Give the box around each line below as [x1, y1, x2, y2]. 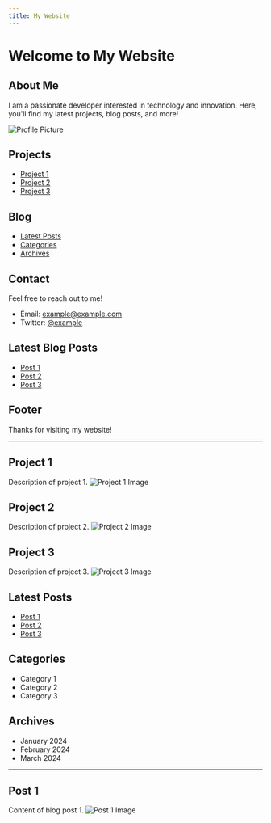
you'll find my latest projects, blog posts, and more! [8, 108, 179, 118]
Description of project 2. [8, 522, 90, 532]
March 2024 [19, 753, 62, 762]
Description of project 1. [8, 477, 88, 487]
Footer [8, 403, 43, 417]
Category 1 [19, 673, 56, 683]
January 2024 [19, 736, 68, 745]
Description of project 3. [8, 567, 90, 576]
